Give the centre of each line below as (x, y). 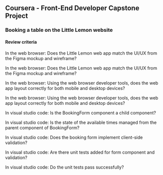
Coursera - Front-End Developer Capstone (72, 8)
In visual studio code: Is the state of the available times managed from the (81, 122)
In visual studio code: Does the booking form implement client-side (74, 137)
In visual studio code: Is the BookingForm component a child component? (81, 113)
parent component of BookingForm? (42, 128)
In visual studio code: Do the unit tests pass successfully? (65, 167)
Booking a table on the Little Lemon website (59, 30)
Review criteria (21, 42)
